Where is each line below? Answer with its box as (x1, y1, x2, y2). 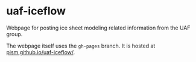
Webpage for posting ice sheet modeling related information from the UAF (6, 24, 191, 31)
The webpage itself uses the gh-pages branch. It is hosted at (6, 42, 156, 49)
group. (6, 30, 23, 37)
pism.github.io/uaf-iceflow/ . (6, 48, 75, 55)
